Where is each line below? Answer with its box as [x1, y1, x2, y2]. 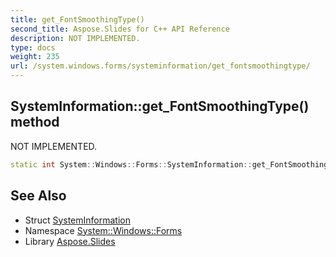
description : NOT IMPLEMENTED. [10, 33, 141, 43]
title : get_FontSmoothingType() [10, 14, 145, 25]
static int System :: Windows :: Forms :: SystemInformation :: [10, 159, 253, 170]
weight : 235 [10, 52, 60, 62]
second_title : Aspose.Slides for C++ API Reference [10, 24, 230, 34]
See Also [10, 187, 67, 205]
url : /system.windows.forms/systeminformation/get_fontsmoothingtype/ [10, 61, 311, 71]
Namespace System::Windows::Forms [24, 224, 183, 236]
